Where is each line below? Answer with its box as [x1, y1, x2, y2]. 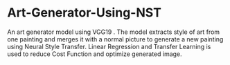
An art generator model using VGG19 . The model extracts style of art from [7, 28, 220, 36]
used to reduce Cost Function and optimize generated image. [7, 50, 182, 58]
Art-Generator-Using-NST [7, 5, 161, 21]
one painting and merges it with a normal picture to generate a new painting [7, 35, 224, 43]
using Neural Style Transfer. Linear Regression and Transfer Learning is [7, 42, 211, 50]
